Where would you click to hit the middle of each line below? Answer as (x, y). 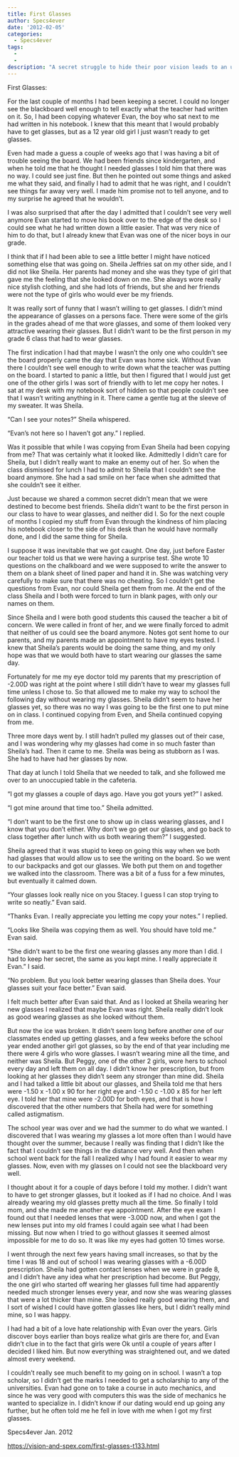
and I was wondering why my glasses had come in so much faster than (111, 743)
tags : (15, 47)
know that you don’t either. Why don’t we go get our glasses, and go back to (119, 829)
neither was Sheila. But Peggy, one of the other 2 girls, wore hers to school (117, 1061)
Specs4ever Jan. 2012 (40, 1432)
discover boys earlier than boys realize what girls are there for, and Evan (113, 1336)
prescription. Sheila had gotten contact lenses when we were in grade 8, (113, 1269)
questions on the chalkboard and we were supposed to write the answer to (117, 565)
